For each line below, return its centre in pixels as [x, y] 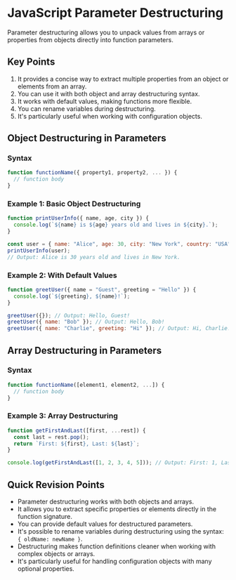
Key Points [31, 62]
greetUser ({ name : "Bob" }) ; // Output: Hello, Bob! [86, 322]
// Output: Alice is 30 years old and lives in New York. [94, 257]
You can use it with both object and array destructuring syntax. [109, 93]
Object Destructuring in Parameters [87, 138]
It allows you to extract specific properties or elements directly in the [117, 509]
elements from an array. [52, 86]
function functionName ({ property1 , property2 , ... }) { [92, 173]
